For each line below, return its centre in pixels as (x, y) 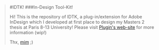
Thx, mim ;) (21, 42)
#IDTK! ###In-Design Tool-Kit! (41, 7)
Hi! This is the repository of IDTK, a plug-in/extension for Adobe (76, 17)
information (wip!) (28, 32)
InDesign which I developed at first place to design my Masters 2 (77, 22)
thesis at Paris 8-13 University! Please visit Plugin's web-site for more (82, 27)
